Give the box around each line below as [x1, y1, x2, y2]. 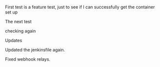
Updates [5, 37, 22, 43]
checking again [5, 28, 36, 33]
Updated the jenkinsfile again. [5, 47, 65, 52]
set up [5, 9, 18, 15]
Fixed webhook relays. [5, 56, 50, 62]
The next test [5, 19, 32, 24]
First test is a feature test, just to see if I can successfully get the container [5, 4, 155, 10]
